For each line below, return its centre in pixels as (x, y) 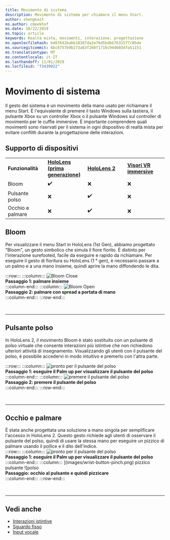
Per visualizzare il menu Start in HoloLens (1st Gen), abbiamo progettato (80, 244)
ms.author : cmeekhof (27, 24)
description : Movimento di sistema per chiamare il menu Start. (74, 15)
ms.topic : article (25, 33)
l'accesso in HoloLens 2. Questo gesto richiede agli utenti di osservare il (80, 436)
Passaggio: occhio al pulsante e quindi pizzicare (57, 473)
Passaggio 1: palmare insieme (37, 281)
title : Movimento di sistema (36, 10)
